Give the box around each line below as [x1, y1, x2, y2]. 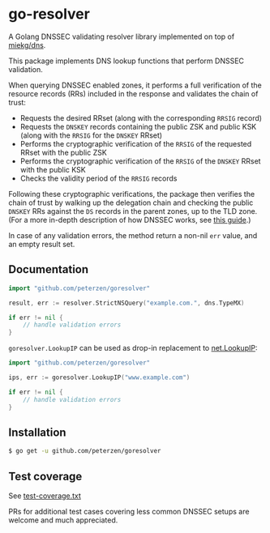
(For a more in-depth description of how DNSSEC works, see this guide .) [8, 215, 251, 224]
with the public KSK [19, 164, 87, 174]
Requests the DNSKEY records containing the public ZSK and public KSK [19, 122, 257, 131]
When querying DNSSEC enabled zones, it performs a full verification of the [8, 80, 262, 90]
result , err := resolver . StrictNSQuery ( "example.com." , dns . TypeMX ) [8, 299, 245, 307]
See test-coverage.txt [8, 491, 81, 501]
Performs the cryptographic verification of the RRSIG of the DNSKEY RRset [19, 156, 261, 166]
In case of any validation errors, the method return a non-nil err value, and [8, 230, 258, 240]
